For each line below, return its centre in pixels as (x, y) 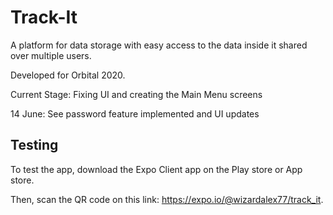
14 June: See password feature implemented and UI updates (135, 113)
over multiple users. (51, 55)
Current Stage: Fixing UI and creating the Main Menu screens (136, 94)
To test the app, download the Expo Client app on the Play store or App (156, 169)
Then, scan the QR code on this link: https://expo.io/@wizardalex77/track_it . (167, 199)
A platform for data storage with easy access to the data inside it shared (159, 45)
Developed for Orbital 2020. (68, 75)
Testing (34, 145)
